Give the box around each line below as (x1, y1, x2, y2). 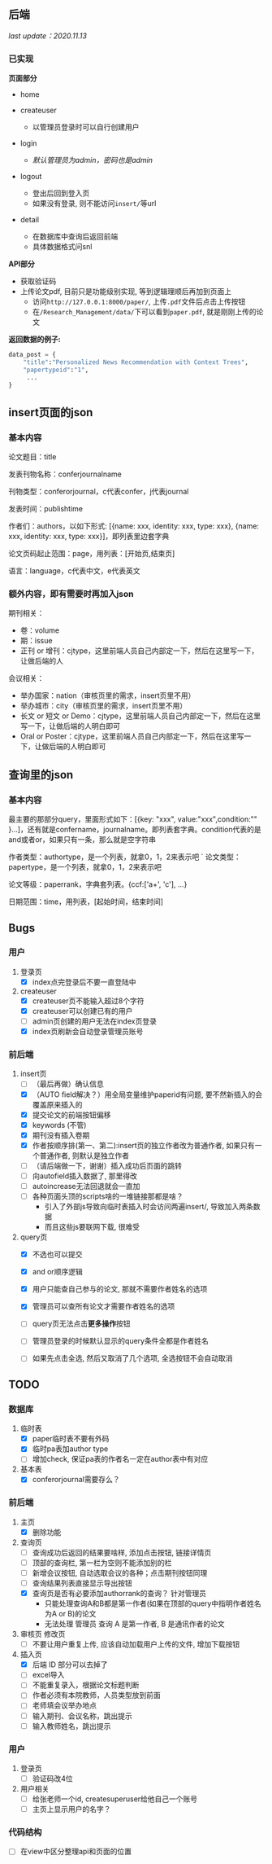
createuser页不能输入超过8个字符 (32, 996, 145, 1006)
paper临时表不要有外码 (32, 1434, 110, 1444)
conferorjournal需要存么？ (32, 1475, 120, 1485)
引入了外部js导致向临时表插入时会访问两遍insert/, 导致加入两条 (44, 1202, 253, 1212)
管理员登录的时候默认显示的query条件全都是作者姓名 (32, 1336, 209, 1346)
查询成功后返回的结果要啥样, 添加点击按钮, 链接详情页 (32, 1547, 212, 1557)
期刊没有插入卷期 (32, 1130, 90, 1140)
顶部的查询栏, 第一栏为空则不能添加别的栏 (32, 1558, 172, 1568)
